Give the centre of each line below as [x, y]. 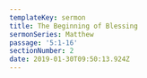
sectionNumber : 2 [42, 51]
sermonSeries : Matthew [52, 34]
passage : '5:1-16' [43, 43]
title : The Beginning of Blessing [74, 26]
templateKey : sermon [48, 17]
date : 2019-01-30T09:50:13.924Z [69, 59]
